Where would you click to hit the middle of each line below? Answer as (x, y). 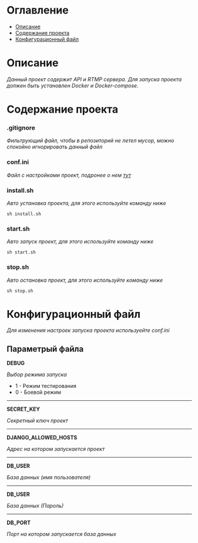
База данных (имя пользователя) (49, 478)
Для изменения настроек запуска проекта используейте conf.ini (88, 330)
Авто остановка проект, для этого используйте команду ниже (85, 280)
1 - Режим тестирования (46, 386)
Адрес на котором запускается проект (56, 449)
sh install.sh (24, 214)
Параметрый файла (45, 349)
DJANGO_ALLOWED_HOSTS (42, 437)
